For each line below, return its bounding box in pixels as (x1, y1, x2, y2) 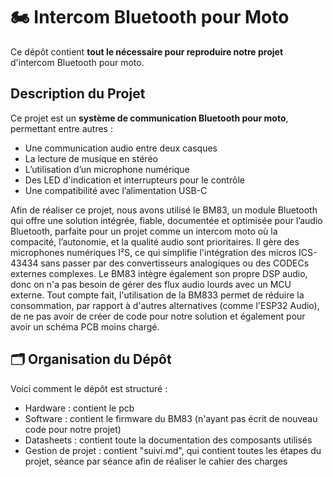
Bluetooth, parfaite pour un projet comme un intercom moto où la (10, 225, 278, 237)
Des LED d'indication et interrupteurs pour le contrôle (24, 174, 245, 186)
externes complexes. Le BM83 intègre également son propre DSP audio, (10, 267, 308, 279)
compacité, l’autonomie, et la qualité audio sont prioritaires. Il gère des (10, 235, 300, 248)
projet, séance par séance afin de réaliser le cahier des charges (24, 455, 288, 467)
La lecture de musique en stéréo (24, 152, 158, 164)
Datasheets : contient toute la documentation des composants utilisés (24, 434, 313, 446)
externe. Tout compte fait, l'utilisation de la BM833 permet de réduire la (10, 289, 305, 301)
